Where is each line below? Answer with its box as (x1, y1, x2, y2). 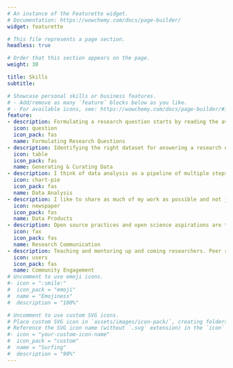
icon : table (13, 151, 49, 158)
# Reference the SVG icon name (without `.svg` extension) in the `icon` (7, 324, 225, 332)
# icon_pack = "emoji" (7, 286, 76, 293)
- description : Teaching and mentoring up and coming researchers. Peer (7, 247, 222, 254)
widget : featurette (7, 23, 64, 30)
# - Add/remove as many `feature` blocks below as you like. (7, 99, 188, 106)
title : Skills (7, 74, 49, 81)
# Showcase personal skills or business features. (7, 92, 157, 99)
